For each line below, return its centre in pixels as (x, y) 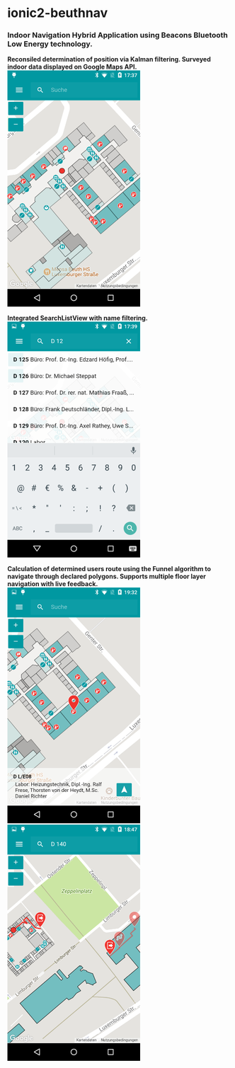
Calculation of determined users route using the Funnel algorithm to (109, 569)
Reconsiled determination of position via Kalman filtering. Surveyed (109, 59)
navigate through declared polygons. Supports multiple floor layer (107, 576)
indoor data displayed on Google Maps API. (72, 67)
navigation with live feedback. (53, 584)
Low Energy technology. (50, 44)
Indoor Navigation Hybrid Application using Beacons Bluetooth (118, 35)
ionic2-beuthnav (58, 13)
